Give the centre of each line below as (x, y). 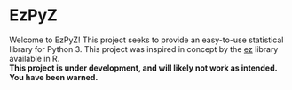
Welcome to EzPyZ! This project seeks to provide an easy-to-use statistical (146, 40)
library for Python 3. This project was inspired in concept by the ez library (144, 49)
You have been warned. (54, 77)
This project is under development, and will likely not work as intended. (143, 68)
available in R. (35, 58)
